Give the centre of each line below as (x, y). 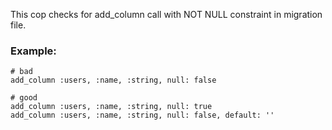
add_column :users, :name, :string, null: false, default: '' (142, 115)
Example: (33, 51)
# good (24, 98)
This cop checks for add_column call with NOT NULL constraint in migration (166, 14)
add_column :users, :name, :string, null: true (111, 107)
